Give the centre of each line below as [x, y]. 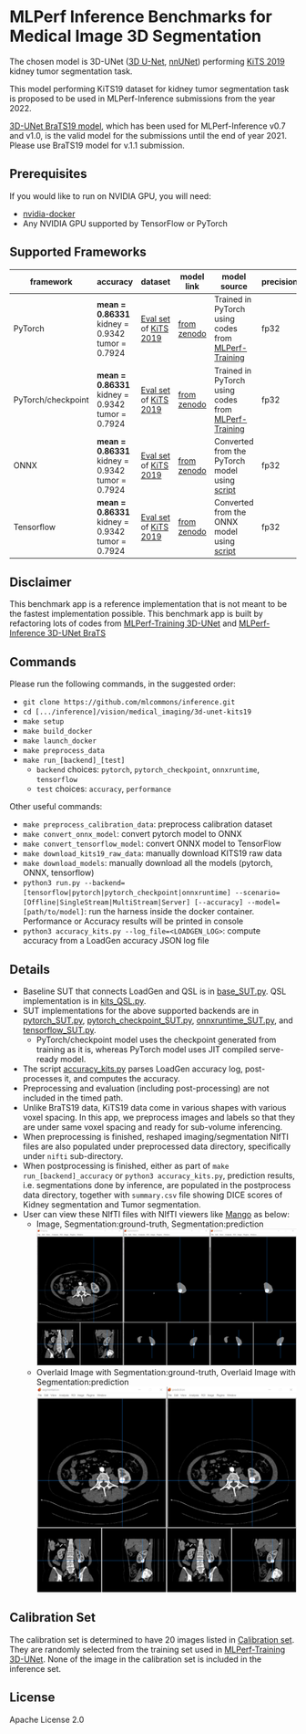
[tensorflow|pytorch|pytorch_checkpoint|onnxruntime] [127, 893]
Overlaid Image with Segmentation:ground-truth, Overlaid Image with [166, 1373]
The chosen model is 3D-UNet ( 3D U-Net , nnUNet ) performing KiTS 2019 [147, 61]
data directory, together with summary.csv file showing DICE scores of [153, 1195]
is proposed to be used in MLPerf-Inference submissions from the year [143, 99]
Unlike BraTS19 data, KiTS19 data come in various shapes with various [154, 1107]
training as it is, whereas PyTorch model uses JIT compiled [147, 1050]
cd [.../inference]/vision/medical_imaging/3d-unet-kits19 [137, 712]
